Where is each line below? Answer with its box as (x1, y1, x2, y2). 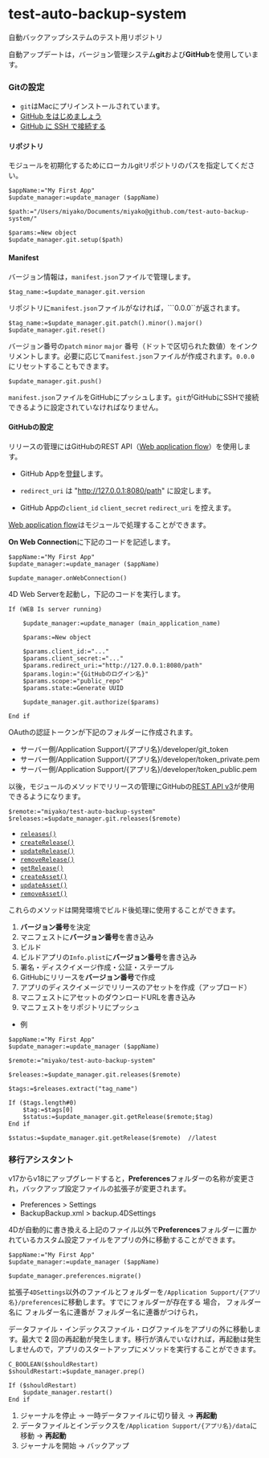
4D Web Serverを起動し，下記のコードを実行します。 (8, 589, 185, 598)
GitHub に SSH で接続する (19, 121, 106, 131)
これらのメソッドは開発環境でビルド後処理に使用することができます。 (8, 905, 240, 914)
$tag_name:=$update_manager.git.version (8, 288, 146, 296)
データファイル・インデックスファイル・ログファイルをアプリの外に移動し (8, 1325, 255, 1334)
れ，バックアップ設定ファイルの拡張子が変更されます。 (8, 1184, 191, 1194)
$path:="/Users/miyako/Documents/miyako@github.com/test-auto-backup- (8, 208, 250, 216)
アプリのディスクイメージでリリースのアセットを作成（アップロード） (19, 982, 251, 992)
